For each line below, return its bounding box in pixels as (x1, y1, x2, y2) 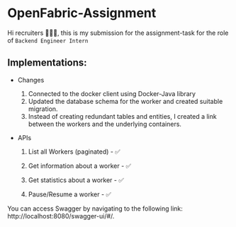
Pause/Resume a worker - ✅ (28, 190, 112, 199)
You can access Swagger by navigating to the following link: (7, 204, 183, 213)
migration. (28, 105, 58, 113)
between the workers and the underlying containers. (28, 120, 182, 128)
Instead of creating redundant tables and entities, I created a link (28, 112, 218, 120)
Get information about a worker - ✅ (28, 162, 132, 170)
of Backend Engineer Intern (7, 36, 89, 44)
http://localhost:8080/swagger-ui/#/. (7, 211, 115, 220)
